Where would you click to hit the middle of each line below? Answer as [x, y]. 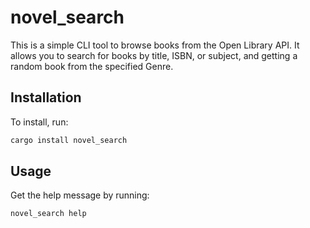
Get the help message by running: [80, 195]
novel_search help [48, 214]
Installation [46, 97]
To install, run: [39, 122]
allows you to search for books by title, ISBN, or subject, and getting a [154, 55]
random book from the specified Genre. [92, 66]
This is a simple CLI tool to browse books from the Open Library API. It [155, 45]
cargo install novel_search [69, 140]
